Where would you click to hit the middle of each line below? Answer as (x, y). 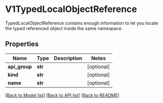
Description (68, 58)
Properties (22, 44)
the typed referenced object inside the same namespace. (64, 28)
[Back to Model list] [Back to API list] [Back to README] (62, 95)
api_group (20, 66)
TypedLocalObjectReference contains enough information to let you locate (82, 23)
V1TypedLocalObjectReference (71, 9)
